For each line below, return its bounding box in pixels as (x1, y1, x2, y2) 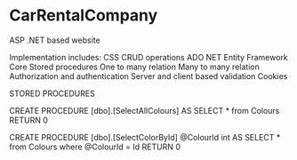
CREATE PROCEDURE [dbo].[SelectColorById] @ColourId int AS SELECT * (9, 132, 281, 142)
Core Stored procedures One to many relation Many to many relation (9, 61, 260, 72)
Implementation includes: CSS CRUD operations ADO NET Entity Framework (9, 52, 288, 62)
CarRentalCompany (9, 5, 158, 26)
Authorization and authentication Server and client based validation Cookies (9, 70, 288, 81)
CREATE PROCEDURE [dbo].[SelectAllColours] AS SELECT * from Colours (9, 105, 280, 116)
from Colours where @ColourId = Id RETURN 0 (9, 141, 181, 152)
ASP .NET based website (9, 35, 100, 45)
